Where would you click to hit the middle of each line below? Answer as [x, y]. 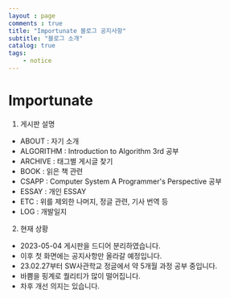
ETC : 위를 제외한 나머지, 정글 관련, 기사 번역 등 [94, 201]
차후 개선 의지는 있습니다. [60, 286]
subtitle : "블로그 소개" [45, 38]
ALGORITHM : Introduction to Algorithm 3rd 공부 [99, 151]
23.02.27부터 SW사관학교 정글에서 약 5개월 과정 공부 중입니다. [119, 266]
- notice [37, 61]
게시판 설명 [37, 124]
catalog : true [32, 46]
